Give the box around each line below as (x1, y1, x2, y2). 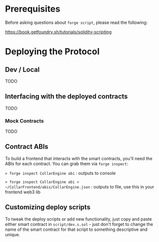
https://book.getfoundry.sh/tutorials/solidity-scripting (5, 29, 112, 35)
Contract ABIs (5, 143, 49, 151)
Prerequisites (5, 3, 61, 15)
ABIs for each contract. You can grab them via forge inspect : (5, 161, 128, 167)
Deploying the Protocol (5, 46, 100, 57)
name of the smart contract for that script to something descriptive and (5, 226, 148, 232)
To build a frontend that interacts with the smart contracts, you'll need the (5, 155, 153, 161)
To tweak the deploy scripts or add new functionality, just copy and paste (5, 216, 152, 222)
